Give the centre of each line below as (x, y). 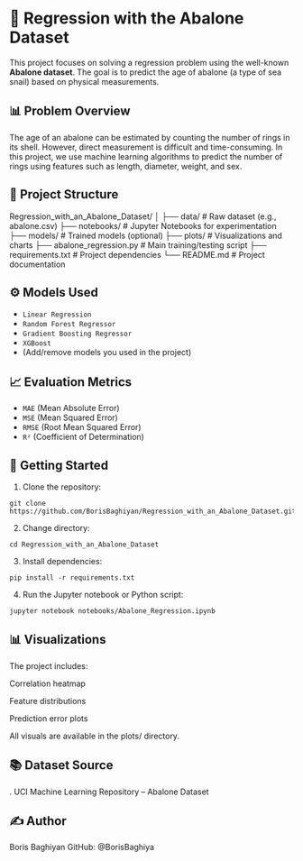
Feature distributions (48, 701)
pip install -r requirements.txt (72, 578)
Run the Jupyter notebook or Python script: (103, 595)
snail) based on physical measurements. (84, 81)
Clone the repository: (62, 487)
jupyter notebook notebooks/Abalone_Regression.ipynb (113, 611)
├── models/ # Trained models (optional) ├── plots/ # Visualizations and (146, 235)
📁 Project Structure (64, 194)
